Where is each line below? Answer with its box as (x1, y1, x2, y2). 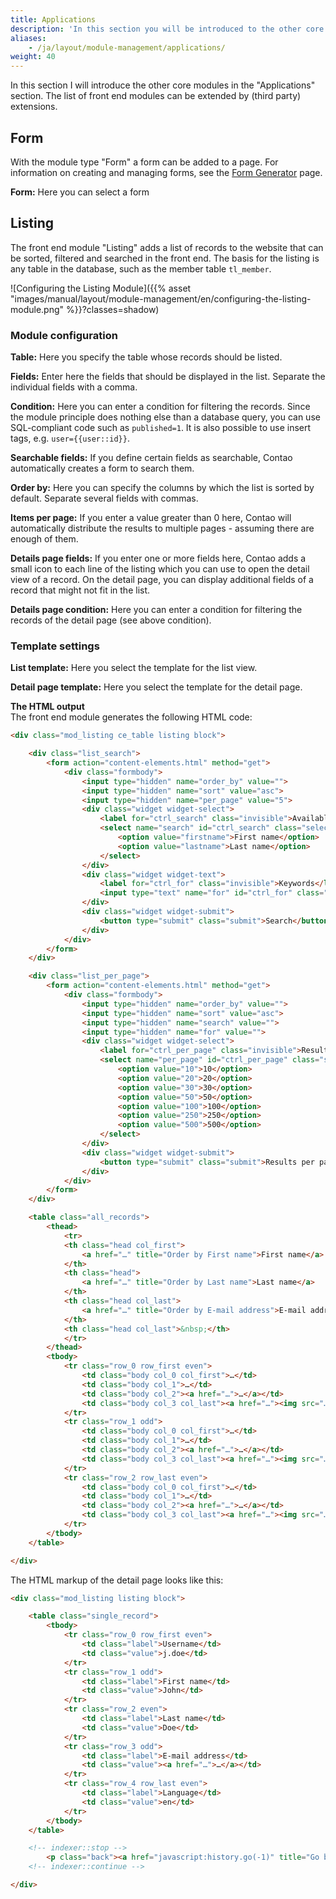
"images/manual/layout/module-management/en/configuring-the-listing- (10, 292, 312, 305)
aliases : (10, 33, 47, 43)
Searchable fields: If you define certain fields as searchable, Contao (10, 452, 293, 464)
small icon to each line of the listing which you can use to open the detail (10, 563, 310, 575)
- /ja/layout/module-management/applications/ (28, 42, 226, 53)
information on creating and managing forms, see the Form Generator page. (10, 166, 323, 178)
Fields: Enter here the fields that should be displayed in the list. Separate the (10, 371, 326, 383)
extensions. (10, 101, 58, 113)
